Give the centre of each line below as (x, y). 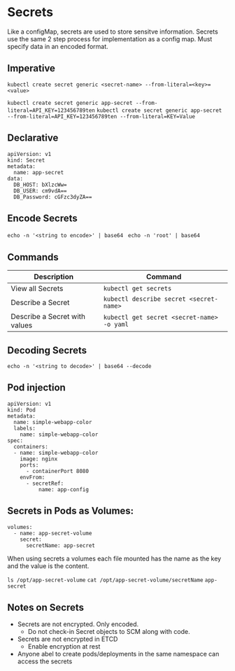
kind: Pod (22, 410)
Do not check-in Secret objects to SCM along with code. (109, 632)
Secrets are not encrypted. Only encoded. (78, 624)
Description (54, 277)
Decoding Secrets (47, 350)
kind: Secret (26, 160)
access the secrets (45, 661)
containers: (31, 446)
